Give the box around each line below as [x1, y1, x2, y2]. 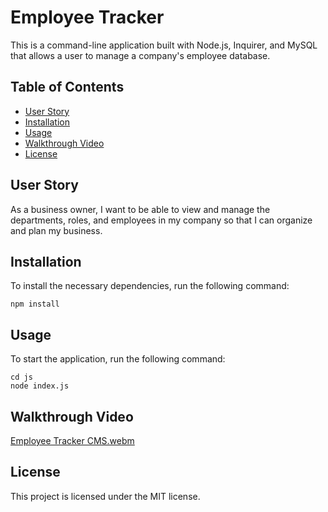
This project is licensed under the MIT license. [10, 490, 201, 502]
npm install [10, 299, 60, 310]
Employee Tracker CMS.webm [10, 435, 135, 446]
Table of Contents [10, 79, 125, 96]
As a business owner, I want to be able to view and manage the [10, 203, 271, 215]
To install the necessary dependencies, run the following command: [10, 280, 290, 292]
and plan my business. [10, 224, 103, 236]
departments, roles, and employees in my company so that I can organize [10, 214, 313, 226]
